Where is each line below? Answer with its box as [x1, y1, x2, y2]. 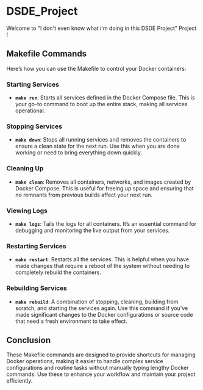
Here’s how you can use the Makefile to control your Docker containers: [6, 65, 187, 72]
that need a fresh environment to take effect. [15, 317, 128, 325]
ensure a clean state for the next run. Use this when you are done [15, 142, 180, 150]
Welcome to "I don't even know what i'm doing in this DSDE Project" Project [6, 24, 197, 32]
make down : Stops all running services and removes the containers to [15, 136, 187, 143]
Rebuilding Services [6, 284, 67, 292]
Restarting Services [6, 242, 66, 250]
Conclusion [6, 334, 51, 345]
